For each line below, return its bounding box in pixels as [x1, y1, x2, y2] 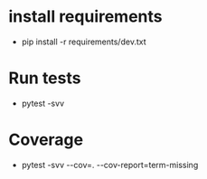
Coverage [8, 129, 83, 150]
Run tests [8, 68, 81, 89]
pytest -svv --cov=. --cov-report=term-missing [21, 159, 199, 170]
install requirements [8, 6, 164, 27]
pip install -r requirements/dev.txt [21, 36, 146, 47]
